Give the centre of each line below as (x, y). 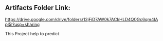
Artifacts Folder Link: (38, 8)
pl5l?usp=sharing (22, 24)
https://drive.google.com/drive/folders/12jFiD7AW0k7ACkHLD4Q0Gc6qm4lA (81, 19)
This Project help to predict (32, 33)
